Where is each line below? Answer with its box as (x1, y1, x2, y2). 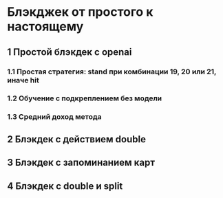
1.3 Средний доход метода (7, 112, 102, 122)
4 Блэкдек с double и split (7, 180, 123, 192)
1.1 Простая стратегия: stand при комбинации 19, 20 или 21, (7, 67, 217, 76)
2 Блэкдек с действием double (7, 133, 147, 145)
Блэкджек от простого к (7, 4, 153, 20)
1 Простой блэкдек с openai (7, 46, 132, 58)
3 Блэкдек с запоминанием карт (7, 157, 156, 168)
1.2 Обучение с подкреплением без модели (7, 93, 162, 103)
